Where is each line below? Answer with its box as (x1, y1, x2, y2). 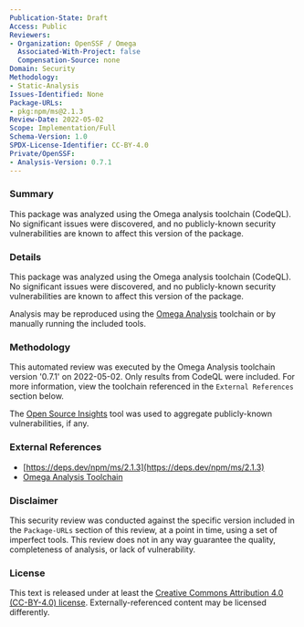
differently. (9, 607, 50, 618)
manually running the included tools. (9, 319, 147, 329)
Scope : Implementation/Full (9, 124, 117, 133)
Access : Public (9, 22, 68, 31)
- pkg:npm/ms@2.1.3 (9, 107, 84, 116)
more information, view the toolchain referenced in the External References (9, 381, 294, 392)
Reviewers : (9, 30, 51, 39)
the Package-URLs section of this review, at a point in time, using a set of (9, 524, 278, 535)
